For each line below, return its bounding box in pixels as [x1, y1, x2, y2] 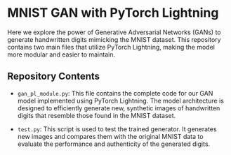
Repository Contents [7, 71, 100, 82]
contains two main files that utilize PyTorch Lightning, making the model [7, 43, 216, 51]
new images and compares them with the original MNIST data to [17, 132, 204, 140]
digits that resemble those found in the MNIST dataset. [17, 111, 176, 119]
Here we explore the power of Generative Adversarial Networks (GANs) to [7, 28, 221, 36]
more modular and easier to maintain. [7, 50, 116, 59]
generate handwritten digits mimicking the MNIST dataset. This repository [7, 35, 221, 43]
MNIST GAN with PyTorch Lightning [7, 5, 219, 21]
